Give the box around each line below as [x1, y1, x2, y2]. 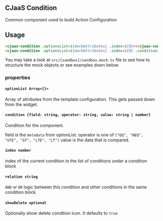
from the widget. [5, 102, 38, 107]
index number [5, 148, 32, 153]
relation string [5, 174, 38, 179]
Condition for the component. [5, 122, 64, 128]
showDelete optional [5, 200, 47, 205]
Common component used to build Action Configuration [5, 17, 117, 22]
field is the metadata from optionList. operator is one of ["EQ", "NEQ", [5, 132, 144, 137]
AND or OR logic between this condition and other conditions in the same [5, 184, 147, 190]
